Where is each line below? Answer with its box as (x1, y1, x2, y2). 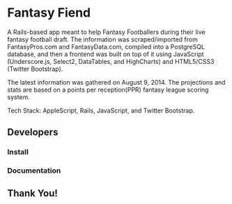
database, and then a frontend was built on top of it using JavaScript (7, 50, 204, 58)
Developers (7, 126, 59, 138)
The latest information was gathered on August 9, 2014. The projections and (7, 78, 226, 86)
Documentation (7, 166, 61, 176)
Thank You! (7, 187, 58, 199)
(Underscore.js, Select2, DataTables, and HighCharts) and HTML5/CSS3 (7, 57, 215, 65)
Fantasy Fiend (7, 5, 91, 21)
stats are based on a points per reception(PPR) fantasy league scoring (7, 85, 209, 94)
